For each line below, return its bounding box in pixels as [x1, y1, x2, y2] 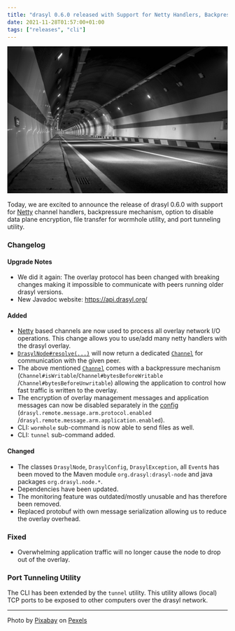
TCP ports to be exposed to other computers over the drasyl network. [7, 596, 208, 604]
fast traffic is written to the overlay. [17, 386, 119, 395]
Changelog [7, 240, 45, 250]
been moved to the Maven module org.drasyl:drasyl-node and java [17, 469, 213, 478]
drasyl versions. [17, 288, 64, 297]
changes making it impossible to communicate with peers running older [17, 281, 224, 289]
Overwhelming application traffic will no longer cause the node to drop [17, 548, 222, 556]
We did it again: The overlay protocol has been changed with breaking [17, 273, 220, 281]
